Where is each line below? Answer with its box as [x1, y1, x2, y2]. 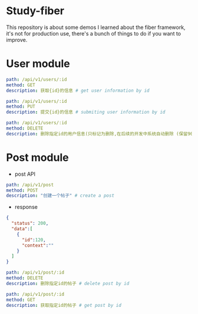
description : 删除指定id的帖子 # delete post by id [6, 280, 130, 286]
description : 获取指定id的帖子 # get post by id [6, 302, 122, 308]
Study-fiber [6, 4, 65, 18]
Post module [6, 151, 69, 164]
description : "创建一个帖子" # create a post [6, 193, 115, 199]
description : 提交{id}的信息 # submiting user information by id [6, 109, 166, 115]
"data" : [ [11, 226, 33, 232]
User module [6, 57, 70, 70]
